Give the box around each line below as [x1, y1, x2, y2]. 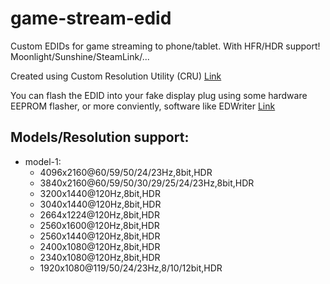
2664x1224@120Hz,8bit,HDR [39, 208, 160, 221]
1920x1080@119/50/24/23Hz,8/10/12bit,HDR [39, 262, 223, 274]
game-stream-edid [10, 7, 172, 30]
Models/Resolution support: [10, 129, 190, 146]
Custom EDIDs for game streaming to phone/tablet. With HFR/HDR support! [10, 40, 321, 52]
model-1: [24, 155, 62, 167]
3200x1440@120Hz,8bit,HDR [39, 187, 161, 199]
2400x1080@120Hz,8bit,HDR [39, 240, 161, 252]
